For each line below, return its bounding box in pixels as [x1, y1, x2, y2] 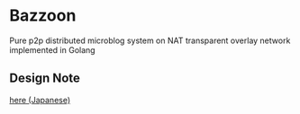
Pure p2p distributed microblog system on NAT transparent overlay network [9, 35, 291, 46]
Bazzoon [9, 5, 77, 26]
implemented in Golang [9, 44, 96, 55]
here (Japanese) [9, 94, 71, 105]
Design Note [9, 71, 81, 86]
